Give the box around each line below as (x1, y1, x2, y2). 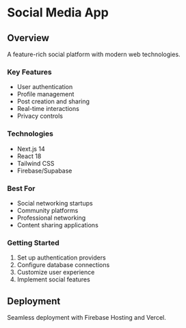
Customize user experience (16, 268, 95, 277)
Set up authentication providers (16, 253, 106, 262)
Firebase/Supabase (16, 166, 72, 175)
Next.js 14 (16, 144, 46, 153)
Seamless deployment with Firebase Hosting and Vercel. (7, 314, 166, 321)
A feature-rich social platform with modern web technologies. (7, 50, 181, 58)
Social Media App (7, 5, 109, 21)
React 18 (16, 152, 42, 160)
